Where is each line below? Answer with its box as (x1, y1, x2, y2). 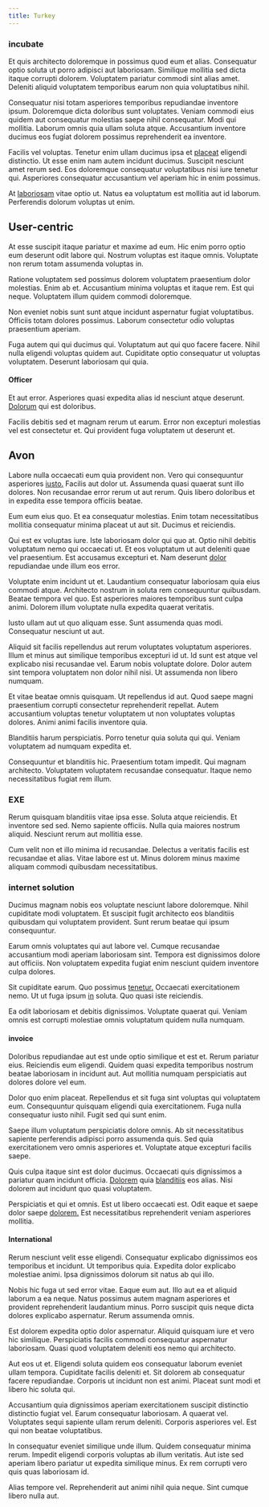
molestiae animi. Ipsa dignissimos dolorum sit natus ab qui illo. (8, 1269, 214, 1279)
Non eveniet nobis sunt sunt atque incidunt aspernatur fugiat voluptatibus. (8, 307, 255, 317)
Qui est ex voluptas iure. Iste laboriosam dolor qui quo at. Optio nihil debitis (8, 535, 257, 545)
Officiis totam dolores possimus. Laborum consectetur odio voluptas (8, 315, 235, 325)
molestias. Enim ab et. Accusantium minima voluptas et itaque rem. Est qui (8, 283, 255, 292)
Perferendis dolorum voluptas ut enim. (8, 197, 135, 206)
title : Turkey (8, 11, 56, 20)
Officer (8, 375, 33, 385)
